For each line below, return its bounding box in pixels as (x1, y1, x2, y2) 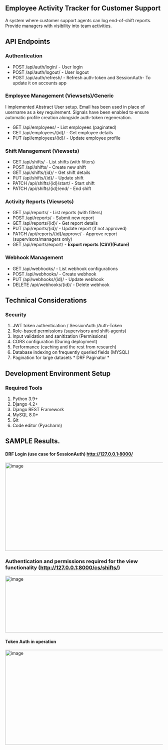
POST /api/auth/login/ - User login (12, 64, 83, 70)
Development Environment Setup (5, 369, 111, 378)
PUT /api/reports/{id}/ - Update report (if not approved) (12, 226, 127, 232)
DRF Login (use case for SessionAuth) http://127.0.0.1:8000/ (5, 451, 133, 457)
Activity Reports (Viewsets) (5, 198, 74, 205)
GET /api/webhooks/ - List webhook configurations (12, 265, 118, 271)
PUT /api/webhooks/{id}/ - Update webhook (12, 276, 104, 282)
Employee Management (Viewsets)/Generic (5, 92, 114, 100)
